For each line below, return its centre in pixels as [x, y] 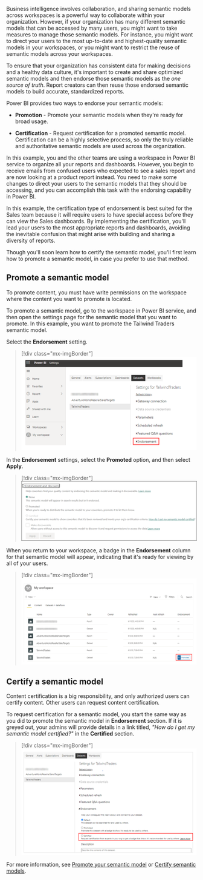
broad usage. [31, 121]
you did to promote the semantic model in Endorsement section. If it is [94, 721]
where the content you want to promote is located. [69, 299]
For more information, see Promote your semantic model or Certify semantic [101, 864]
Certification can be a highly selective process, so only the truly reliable [104, 140]
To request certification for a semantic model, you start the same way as [96, 714]
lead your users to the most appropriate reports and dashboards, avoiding [98, 228]
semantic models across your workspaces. [60, 54]
